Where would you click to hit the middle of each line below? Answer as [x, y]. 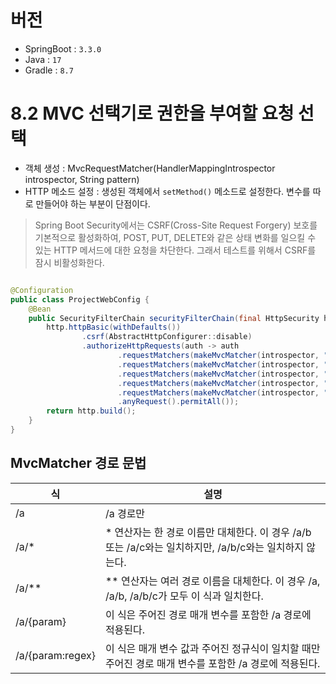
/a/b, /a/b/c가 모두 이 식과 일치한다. [184, 596]
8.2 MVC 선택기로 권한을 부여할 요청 [152, 113]
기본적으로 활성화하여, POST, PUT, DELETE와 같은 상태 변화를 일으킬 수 [175, 237]
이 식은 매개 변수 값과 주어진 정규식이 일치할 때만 [212, 648]
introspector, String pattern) [82, 179]
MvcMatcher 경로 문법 [78, 463]
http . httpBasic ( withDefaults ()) [114, 327]
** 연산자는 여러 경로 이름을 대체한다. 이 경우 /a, [212, 581]
